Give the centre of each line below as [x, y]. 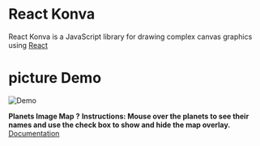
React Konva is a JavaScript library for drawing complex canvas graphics [130, 36]
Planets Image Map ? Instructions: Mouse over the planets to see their [129, 116]
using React [28, 45]
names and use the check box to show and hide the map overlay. [119, 125]
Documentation [34, 133]
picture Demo [55, 78]
